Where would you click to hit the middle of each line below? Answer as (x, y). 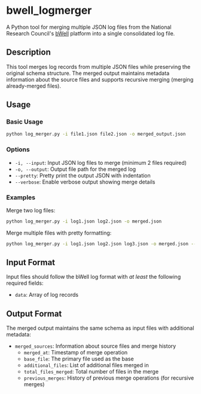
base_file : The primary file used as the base (79, 359)
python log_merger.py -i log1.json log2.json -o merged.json (84, 221)
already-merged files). (34, 86)
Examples (21, 197)
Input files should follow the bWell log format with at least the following (94, 277)
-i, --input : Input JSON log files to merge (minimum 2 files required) (101, 163)
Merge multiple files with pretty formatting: (59, 233)
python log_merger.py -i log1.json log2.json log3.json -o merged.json (97, 243)
